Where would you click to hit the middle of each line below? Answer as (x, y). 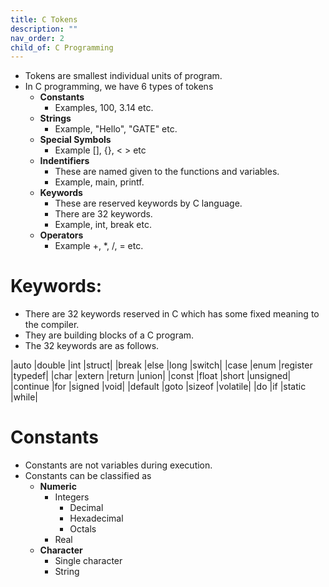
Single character (88, 561)
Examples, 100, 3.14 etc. (104, 108)
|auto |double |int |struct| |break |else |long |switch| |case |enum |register (161, 365)
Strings (55, 118)
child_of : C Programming (62, 47)
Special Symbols (75, 140)
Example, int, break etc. (103, 225)
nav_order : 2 (37, 38)
